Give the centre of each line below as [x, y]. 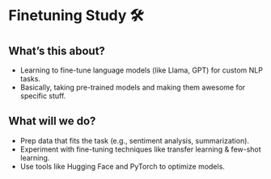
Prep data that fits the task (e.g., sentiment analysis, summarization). [134, 140]
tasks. [30, 79]
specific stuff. [43, 96]
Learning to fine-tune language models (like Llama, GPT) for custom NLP [141, 70]
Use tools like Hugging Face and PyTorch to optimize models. [122, 166]
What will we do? [52, 121]
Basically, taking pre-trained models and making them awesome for [133, 87]
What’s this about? [57, 50]
